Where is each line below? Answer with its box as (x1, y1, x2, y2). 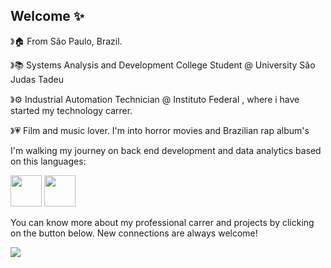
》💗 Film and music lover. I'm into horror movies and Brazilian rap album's (10, 124, 310, 136)
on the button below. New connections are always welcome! (10, 227, 258, 239)
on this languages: (10, 155, 87, 167)
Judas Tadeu (10, 73, 64, 85)
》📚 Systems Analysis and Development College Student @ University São (10, 59, 316, 71)
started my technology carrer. (10, 104, 133, 116)
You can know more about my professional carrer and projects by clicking (10, 216, 315, 228)
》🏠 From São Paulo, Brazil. (10, 35, 123, 47)
